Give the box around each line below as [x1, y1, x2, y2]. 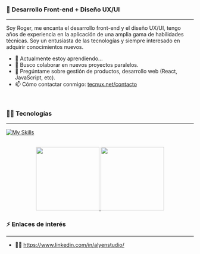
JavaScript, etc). [14, 74, 55, 81]
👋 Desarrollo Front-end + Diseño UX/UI [6, 5, 120, 14]
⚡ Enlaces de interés [6, 220, 67, 228]
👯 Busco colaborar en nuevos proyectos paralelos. [14, 61, 139, 69]
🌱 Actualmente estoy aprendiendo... [14, 55, 103, 62]
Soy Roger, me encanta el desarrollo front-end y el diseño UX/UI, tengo [6, 24, 182, 32]
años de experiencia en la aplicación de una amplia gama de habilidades [6, 31, 184, 38]
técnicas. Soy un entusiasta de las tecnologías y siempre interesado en [6, 37, 180, 44]
